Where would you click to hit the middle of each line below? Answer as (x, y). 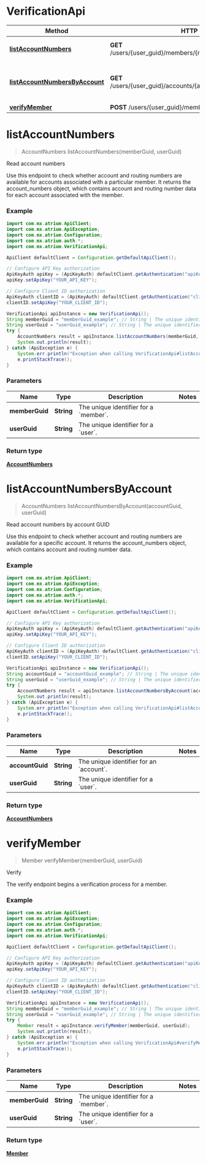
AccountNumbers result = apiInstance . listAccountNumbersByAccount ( (105, 691)
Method (57, 31)
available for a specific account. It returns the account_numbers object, (97, 542)
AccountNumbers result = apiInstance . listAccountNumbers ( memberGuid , (108, 337)
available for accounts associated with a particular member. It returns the (99, 182)
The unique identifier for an (117, 761)
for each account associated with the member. (65, 195)
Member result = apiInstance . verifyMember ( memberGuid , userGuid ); (104, 1026)
